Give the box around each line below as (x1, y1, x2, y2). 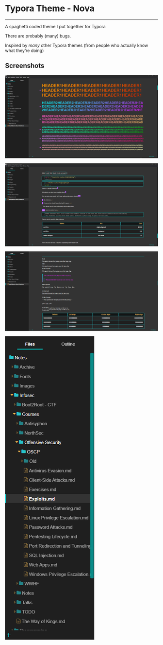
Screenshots (5, 62, 45, 70)
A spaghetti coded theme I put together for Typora (5, 23, 106, 29)
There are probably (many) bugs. (5, 33, 71, 39)
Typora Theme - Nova (5, 3, 95, 14)
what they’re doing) (5, 47, 44, 53)
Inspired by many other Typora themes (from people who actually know (5, 42, 148, 48)
